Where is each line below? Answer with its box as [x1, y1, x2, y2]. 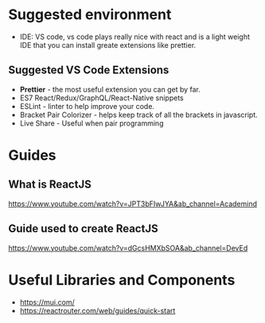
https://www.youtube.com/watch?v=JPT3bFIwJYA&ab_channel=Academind [8, 199, 257, 208]
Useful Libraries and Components [8, 270, 236, 289]
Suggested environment [8, 6, 172, 24]
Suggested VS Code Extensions [8, 64, 170, 77]
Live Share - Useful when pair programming [19, 118, 164, 128]
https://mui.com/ [19, 297, 75, 307]
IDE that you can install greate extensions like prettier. [19, 40, 197, 49]
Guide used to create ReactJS [8, 222, 158, 235]
